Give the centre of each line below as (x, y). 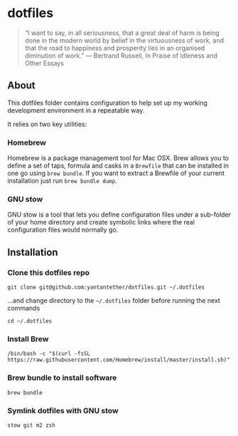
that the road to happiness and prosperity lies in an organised (115, 48)
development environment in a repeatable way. (76, 110)
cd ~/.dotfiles (30, 321)
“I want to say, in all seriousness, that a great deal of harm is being (122, 33)
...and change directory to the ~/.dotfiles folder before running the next (114, 301)
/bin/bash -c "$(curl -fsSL (49, 354)
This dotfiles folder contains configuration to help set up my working (108, 103)
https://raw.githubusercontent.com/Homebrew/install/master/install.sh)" (119, 360)
